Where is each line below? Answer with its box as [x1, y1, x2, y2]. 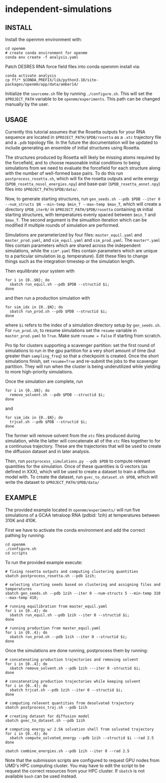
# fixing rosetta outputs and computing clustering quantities [5, 569, 139, 574]
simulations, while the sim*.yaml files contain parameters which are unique [5, 247, 158, 253]
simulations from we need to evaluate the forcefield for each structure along [5, 165, 161, 171]
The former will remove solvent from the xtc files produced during [5, 432, 140, 439]
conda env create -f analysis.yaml [5, 55, 79, 60]
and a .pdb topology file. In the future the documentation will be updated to [5, 139, 158, 145]
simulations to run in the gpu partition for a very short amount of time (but [5, 347, 156, 353]
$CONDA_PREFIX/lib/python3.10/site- [23, 78, 99, 83]
